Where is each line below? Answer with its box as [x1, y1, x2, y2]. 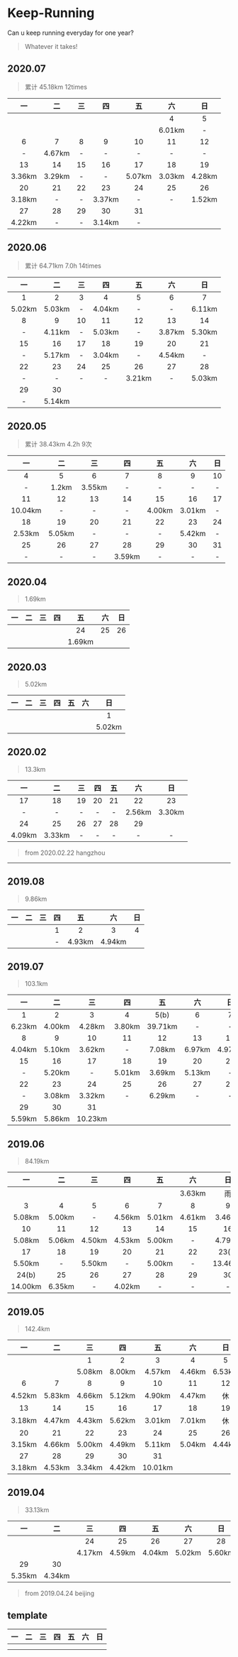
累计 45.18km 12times [24, 82, 87, 91]
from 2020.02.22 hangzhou [24, 848, 106, 857]
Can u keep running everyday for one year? [7, 28, 135, 37]
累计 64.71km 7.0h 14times [24, 261, 101, 270]
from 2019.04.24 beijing [24, 1589, 95, 1597]
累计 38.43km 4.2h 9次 [24, 440, 92, 449]
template [7, 1609, 48, 1622]
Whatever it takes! [24, 42, 78, 50]
